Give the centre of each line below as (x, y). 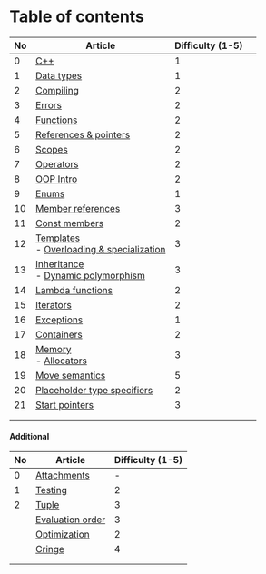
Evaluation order (71, 520)
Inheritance (60, 263)
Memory (54, 349)
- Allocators (62, 361)
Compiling (57, 90)
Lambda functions (74, 290)
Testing (52, 490)
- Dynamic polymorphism (90, 275)
